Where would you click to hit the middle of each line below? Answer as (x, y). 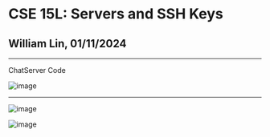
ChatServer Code (37, 70)
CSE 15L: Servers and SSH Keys (116, 14)
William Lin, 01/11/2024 (67, 44)
